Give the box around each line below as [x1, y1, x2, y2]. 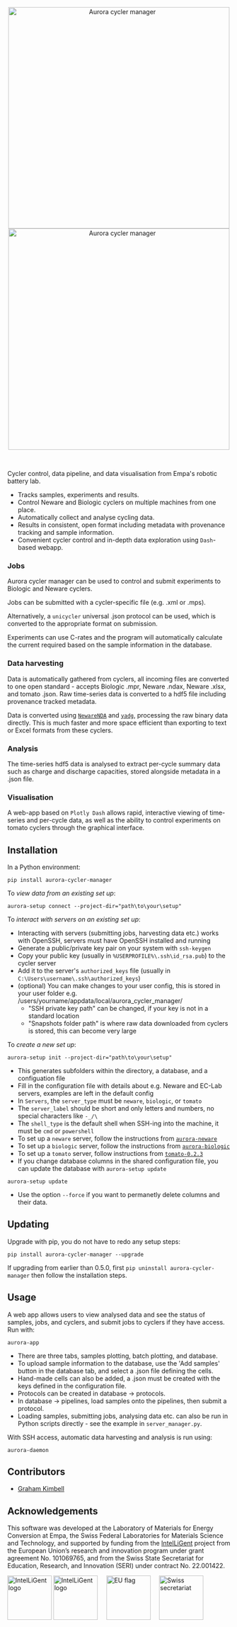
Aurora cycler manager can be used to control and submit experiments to [7, 577, 221, 586]
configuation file [17, 1074, 66, 1082]
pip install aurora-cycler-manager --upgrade [7, 1251, 144, 1258]
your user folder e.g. [17, 989, 78, 997]
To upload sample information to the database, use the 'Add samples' [17, 1359, 221, 1367]
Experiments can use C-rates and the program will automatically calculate [7, 633, 223, 642]
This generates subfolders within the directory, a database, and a [17, 1067, 208, 1075]
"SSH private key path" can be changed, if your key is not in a [28, 1004, 209, 1012]
